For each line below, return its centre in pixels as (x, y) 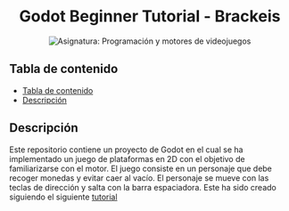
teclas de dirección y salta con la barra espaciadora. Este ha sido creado (143, 187)
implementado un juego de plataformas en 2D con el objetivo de (127, 158)
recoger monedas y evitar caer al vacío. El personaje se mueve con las (139, 178)
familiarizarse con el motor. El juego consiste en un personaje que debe (140, 168)
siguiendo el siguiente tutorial (63, 197)
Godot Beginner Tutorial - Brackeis (150, 16)
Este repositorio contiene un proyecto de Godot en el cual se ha (126, 150)
